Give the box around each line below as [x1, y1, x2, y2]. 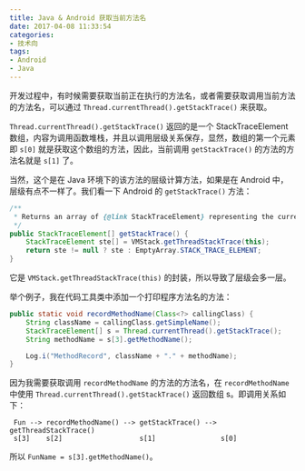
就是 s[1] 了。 [25, 155, 79, 165]
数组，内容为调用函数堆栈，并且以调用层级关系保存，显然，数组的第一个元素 [9, 132, 296, 143]
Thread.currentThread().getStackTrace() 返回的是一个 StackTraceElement [9, 120, 289, 132]
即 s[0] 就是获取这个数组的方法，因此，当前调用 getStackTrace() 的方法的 [9, 143, 287, 155]
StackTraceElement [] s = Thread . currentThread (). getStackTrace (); [25, 326, 282, 336]
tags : [9, 47, 30, 56]
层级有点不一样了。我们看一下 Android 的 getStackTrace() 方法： [9, 185, 252, 196]
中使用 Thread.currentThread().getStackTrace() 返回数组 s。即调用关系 [9, 388, 279, 400]
